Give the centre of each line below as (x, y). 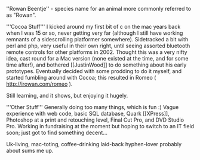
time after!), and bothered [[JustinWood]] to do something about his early (96, 65)
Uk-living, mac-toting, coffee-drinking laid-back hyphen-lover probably (94, 144)
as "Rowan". (21, 15)
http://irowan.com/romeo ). (39, 84)
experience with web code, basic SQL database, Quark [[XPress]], (88, 114)
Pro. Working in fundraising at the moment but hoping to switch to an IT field (100, 126)
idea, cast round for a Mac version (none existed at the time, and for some (97, 58)
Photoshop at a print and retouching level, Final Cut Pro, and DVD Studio (95, 120)
